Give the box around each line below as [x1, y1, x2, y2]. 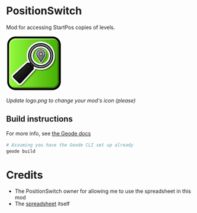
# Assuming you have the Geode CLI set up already [6, 142, 134, 148]
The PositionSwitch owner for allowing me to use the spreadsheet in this [14, 188, 191, 195]
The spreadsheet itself [14, 200, 70, 208]
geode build [6, 148, 35, 154]
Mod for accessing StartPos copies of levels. [6, 24, 115, 31]
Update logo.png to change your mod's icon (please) [6, 96, 136, 104]
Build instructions [6, 114, 73, 124]
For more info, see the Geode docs [6, 130, 91, 137]
